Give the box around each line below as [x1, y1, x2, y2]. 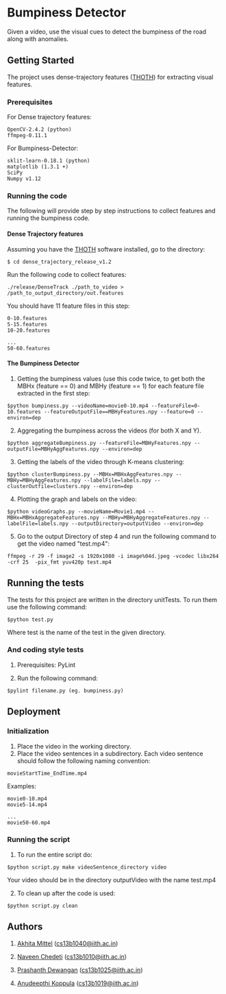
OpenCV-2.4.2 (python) [7, 126, 72, 133]
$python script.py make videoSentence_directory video [7, 864, 167, 871]
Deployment [7, 706, 61, 718]
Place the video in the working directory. [16, 742, 131, 750]
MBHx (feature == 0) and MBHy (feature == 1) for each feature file [16, 382, 204, 390]
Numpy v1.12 [7, 175, 41, 182]
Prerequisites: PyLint [16, 660, 76, 669]
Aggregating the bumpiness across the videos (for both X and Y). [16, 426, 201, 435]
